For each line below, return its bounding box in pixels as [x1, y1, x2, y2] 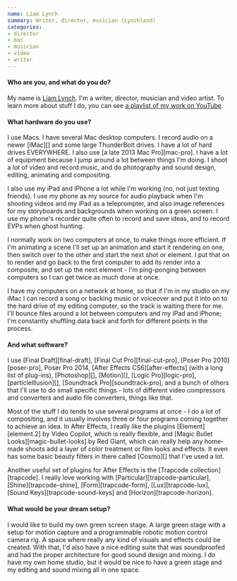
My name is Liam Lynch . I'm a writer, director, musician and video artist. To [7, 93, 224, 102]
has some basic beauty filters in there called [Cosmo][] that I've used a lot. [7, 453, 224, 461]
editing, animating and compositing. [7, 171, 111, 179]
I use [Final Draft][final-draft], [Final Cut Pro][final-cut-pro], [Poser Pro [7, 356, 212, 364]
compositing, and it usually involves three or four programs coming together [7, 414, 229, 424]
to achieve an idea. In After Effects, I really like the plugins [7, 422, 176, 431]
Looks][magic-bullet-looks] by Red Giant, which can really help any [7, 437, 203, 445]
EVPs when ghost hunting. [7, 222, 85, 230]
